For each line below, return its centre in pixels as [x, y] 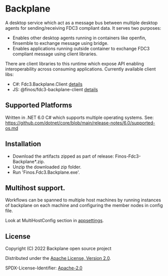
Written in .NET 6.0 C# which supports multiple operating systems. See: [79, 117]
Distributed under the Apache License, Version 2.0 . [58, 258]
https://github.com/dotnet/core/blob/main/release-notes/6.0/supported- [80, 123]
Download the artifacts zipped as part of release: [63, 156]
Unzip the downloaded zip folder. [47, 167]
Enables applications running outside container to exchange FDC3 [81, 48]
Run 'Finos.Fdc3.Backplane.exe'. [46, 172]
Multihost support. [35, 188]
